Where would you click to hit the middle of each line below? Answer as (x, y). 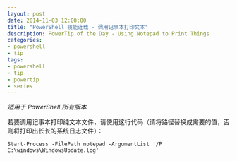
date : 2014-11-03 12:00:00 (47, 20)
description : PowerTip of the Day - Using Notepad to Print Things (109, 34)
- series (20, 86)
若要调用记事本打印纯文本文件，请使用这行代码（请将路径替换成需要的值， (115, 122)
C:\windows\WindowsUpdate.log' (53, 150)
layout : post (26, 14)
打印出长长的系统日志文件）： (61, 131)
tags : (15, 60)
